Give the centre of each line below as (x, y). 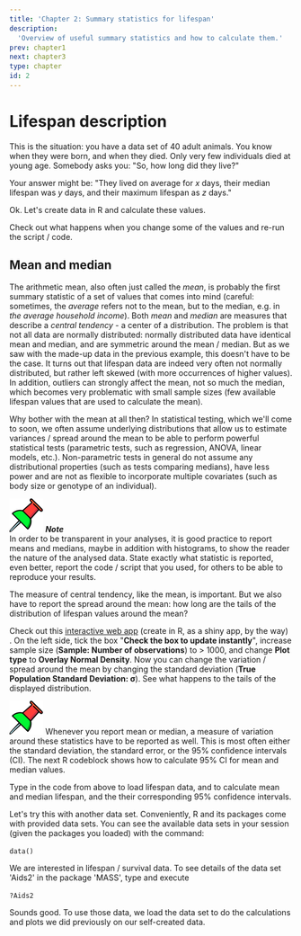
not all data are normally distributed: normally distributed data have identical (150, 334)
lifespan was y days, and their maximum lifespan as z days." (120, 192)
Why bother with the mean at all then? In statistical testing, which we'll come (151, 419)
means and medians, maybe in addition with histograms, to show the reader (150, 548)
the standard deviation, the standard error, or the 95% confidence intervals (148, 750)
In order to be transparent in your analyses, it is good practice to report (141, 539)
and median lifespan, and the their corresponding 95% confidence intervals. (150, 797)
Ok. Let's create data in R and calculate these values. (108, 209)
